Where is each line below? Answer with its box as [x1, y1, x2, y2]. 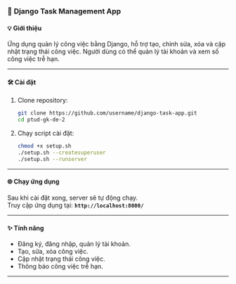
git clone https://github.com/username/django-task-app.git [17, 110, 197, 117]
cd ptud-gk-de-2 [17, 116, 65, 124]
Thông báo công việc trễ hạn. [17, 262, 103, 271]
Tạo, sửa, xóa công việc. [17, 247, 89, 256]
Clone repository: [17, 96, 68, 105]
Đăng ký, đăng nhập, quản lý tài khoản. [17, 240, 131, 248]
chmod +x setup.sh [17, 143, 72, 150]
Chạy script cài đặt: [17, 129, 74, 138]
